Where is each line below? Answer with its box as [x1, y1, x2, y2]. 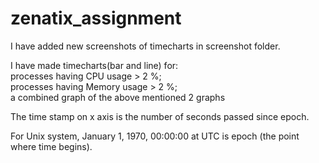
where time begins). [10, 140, 93, 152]
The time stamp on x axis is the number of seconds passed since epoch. [10, 110, 310, 122]
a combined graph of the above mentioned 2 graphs [10, 91, 226, 103]
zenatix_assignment [10, 7, 182, 30]
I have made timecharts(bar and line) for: [10, 59, 179, 71]
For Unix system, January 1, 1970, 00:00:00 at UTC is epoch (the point [10, 130, 300, 142]
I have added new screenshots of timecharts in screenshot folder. [10, 40, 281, 52]
